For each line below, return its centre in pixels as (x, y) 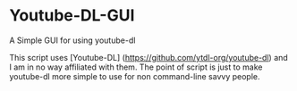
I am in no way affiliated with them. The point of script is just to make (136, 67)
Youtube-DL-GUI (72, 16)
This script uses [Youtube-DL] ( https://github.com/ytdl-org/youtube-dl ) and (148, 57)
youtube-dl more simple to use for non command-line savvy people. (135, 76)
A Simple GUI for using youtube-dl (72, 40)
